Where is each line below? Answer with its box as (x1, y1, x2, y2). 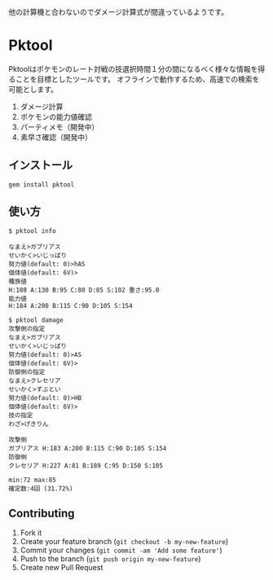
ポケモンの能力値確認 (20, 112, 92, 121)
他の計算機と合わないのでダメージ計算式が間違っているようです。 (8, 7, 229, 16)
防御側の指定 (8, 367, 46, 376)
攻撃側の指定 (8, 324, 46, 332)
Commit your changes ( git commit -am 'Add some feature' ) (20, 545, 222, 556)
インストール (8, 158, 73, 173)
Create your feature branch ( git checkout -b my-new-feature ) (20, 537, 229, 547)
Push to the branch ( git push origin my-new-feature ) (20, 554, 201, 564)
